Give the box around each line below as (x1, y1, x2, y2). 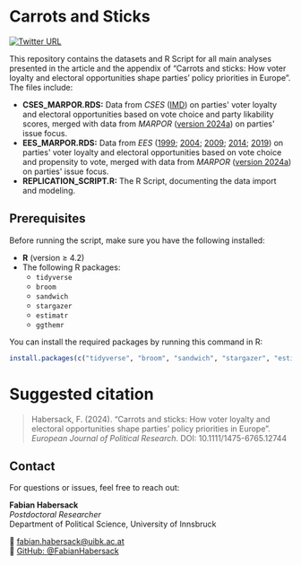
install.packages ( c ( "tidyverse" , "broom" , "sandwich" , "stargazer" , (9, 353, 271, 362)
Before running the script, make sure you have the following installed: (9, 235, 266, 246)
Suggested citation (9, 384, 154, 404)
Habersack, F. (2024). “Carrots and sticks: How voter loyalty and (30, 413, 271, 424)
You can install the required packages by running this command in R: (9, 336, 262, 347)
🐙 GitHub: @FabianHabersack (9, 545, 119, 557)
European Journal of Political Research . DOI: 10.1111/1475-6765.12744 (30, 432, 288, 443)
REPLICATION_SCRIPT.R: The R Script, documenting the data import (21, 175, 277, 186)
